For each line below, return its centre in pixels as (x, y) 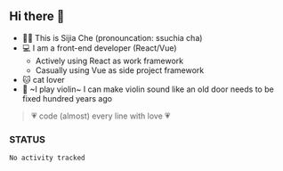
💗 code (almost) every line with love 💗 (101, 116)
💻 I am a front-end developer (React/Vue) (99, 48)
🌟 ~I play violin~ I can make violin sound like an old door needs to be (148, 89)
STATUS (28, 139)
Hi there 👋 (37, 16)
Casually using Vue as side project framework (120, 70)
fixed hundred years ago (67, 98)
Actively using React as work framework (109, 61)
